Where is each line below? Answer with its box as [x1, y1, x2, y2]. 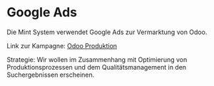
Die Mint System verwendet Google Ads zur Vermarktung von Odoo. [6, 28, 208, 36]
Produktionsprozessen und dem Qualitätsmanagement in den [6, 63, 187, 71]
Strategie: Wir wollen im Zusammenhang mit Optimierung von [6, 55, 188, 64]
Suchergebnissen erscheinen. [6, 70, 95, 79]
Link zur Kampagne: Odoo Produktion [6, 41, 118, 50]
